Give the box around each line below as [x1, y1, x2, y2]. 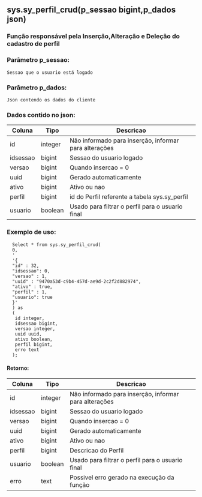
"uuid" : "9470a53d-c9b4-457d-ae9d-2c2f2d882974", [12, 279, 141, 285]
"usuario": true [12, 294, 53, 300]
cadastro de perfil [7, 40, 60, 48]
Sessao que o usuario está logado [7, 69, 94, 76]
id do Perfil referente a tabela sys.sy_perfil [69, 193, 188, 201]
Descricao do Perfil [69, 446, 124, 454]
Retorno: [7, 364, 29, 372]
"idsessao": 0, [12, 268, 50, 274]
